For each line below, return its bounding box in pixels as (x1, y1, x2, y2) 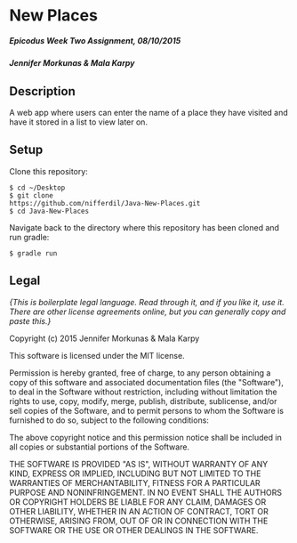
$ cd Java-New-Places (9, 207, 90, 215)
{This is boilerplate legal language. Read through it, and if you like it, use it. (9, 296, 285, 307)
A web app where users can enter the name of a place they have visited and (9, 107, 289, 118)
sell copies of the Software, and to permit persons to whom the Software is (9, 405, 285, 416)
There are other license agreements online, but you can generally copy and (9, 306, 286, 317)
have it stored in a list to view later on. (9, 117, 148, 127)
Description (9, 84, 76, 99)
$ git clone (9, 190, 53, 200)
